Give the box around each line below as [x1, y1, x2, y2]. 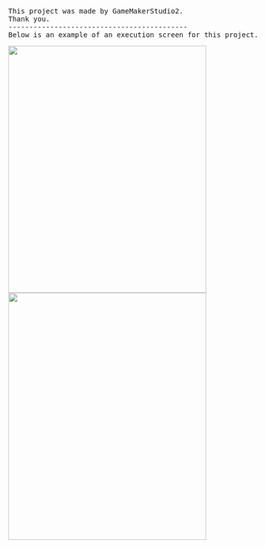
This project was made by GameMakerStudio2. [8, 7, 184, 15]
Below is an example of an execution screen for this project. [8, 31, 259, 39]
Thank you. [8, 15, 51, 23]
